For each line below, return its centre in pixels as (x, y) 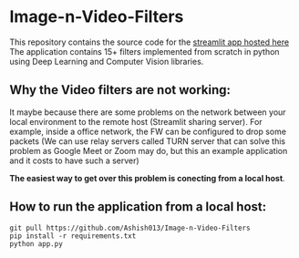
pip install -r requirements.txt (73, 236)
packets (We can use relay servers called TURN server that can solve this (148, 141)
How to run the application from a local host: (138, 207)
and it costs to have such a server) (74, 160)
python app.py (36, 243)
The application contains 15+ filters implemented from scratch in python (144, 51)
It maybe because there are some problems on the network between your (148, 112)
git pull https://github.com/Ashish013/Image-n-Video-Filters (130, 228)
